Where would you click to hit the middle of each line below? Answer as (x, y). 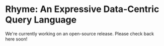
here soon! (16, 39)
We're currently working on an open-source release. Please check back (80, 33)
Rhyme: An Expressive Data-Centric (82, 9)
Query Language (41, 20)
